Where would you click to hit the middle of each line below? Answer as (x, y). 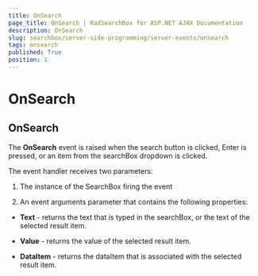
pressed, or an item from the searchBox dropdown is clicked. (108, 155)
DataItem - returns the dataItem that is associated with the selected (131, 256)
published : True (35, 52)
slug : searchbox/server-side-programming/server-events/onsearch (118, 38)
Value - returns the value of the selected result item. (106, 241)
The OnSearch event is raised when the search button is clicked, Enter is (127, 147)
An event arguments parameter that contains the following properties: (134, 201)
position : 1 (28, 60)
